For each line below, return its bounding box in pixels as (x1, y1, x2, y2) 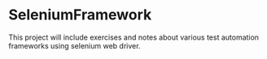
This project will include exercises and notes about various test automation (8, 32, 259, 42)
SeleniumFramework (8, 6, 152, 24)
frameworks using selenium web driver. (8, 40, 141, 50)
